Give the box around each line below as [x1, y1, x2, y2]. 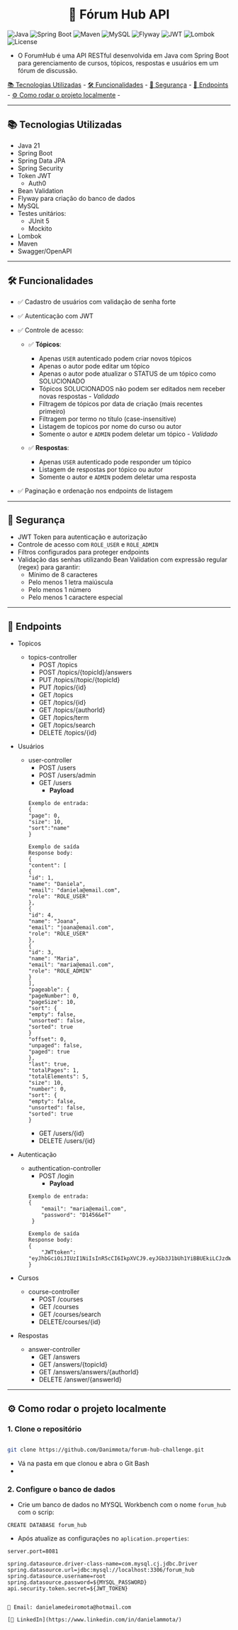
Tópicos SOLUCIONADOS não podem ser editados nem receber [38, 384, 226, 393]
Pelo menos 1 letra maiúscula [28, 578, 113, 586]
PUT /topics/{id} [38, 683, 86, 691]
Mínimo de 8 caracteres [28, 571, 98, 579]
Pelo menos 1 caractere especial [28, 593, 123, 602]
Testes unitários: [17, 209, 67, 217]
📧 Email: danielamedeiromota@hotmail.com [7, 1604, 132, 1611]
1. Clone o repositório [7, 1423, 82, 1433]
